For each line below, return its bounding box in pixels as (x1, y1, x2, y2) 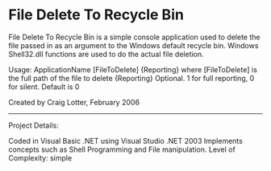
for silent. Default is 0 (8, 82, 80, 92)
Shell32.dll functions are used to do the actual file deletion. (8, 49, 204, 59)
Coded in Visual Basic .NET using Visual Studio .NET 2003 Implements (8, 136, 244, 145)
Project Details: (8, 120, 59, 130)
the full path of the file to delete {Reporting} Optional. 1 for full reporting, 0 (8, 73, 255, 83)
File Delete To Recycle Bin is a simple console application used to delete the (8, 32, 261, 42)
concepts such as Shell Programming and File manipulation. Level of (8, 145, 236, 154)
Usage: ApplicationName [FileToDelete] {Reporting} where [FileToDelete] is (8, 64, 258, 74)
